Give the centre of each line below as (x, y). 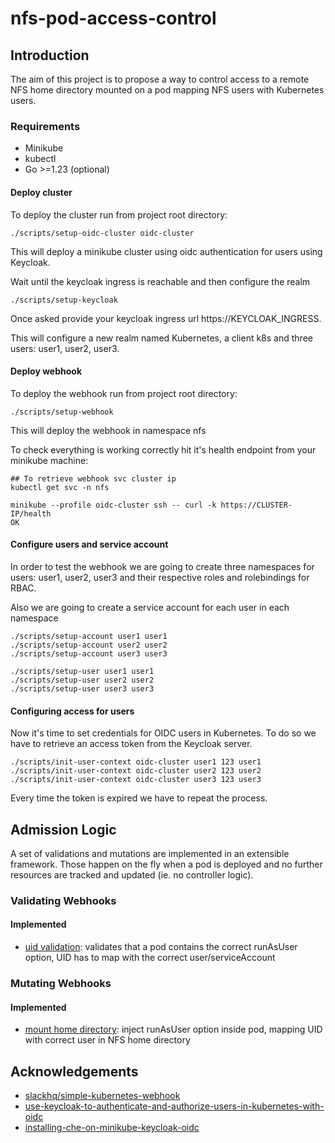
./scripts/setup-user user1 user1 (82, 671)
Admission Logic (63, 829)
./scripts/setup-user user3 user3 (82, 688)
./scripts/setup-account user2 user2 (89, 645)
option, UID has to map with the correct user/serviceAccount (150, 958)
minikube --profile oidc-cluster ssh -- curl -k (113, 505)
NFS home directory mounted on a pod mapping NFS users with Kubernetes (167, 90)
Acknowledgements (74, 1071)
